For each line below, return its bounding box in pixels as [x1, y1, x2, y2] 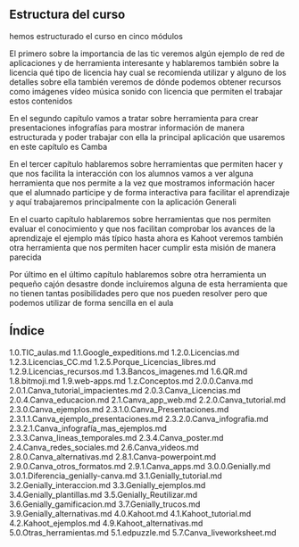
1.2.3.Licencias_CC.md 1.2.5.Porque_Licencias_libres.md [9, 356, 217, 367]
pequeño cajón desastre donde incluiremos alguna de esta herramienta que [9, 278, 288, 289]
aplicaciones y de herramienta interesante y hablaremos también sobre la [9, 57, 279, 68]
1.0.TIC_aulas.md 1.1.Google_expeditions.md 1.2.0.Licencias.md [9, 347, 239, 358]
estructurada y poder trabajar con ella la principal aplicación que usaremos [9, 131, 286, 142]
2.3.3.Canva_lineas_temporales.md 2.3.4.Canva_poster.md [9, 432, 224, 443]
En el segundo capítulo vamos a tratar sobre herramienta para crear [9, 112, 259, 123]
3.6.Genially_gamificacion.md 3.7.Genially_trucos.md [9, 499, 201, 510]
